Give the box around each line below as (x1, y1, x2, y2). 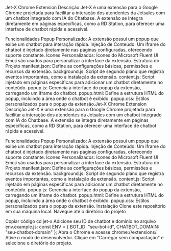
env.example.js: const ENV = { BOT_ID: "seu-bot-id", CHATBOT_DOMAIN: (5, 224, 160, 230)
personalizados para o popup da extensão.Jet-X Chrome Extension (5, 101, 147, 107)
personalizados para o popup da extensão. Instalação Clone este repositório (5, 203, 166, 209)
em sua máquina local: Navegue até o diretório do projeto (5, 209, 126, 214)
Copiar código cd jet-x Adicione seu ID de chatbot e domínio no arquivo (5, 218, 156, 224)
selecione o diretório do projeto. (5, 240, 73, 246)
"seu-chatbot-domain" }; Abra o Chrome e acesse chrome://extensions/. (5, 229, 158, 235)
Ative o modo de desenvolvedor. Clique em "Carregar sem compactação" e (5, 235, 164, 240)
